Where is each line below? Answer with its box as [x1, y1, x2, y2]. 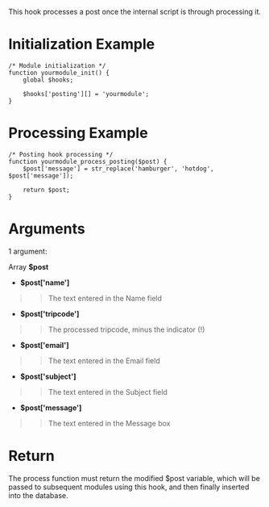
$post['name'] [19, 278, 70, 287]
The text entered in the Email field [48, 355, 160, 366]
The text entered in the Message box [48, 418, 171, 428]
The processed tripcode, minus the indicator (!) [48, 325, 205, 334]
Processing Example [8, 124, 148, 142]
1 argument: [8, 246, 48, 256]
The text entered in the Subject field [48, 387, 168, 396]
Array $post [8, 262, 49, 271]
